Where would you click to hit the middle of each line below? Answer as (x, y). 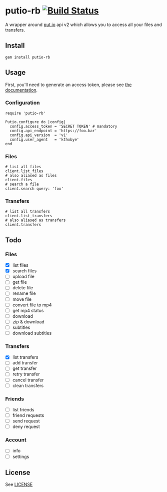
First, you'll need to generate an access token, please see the (68, 85)
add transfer (25, 363)
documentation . (21, 90)
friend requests (28, 415)
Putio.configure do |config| (35, 122)
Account (16, 440)
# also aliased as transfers (35, 220)
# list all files (23, 167)
